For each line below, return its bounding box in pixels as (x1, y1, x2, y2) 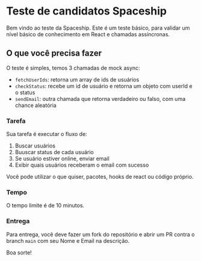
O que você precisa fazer (6, 48, 102, 59)
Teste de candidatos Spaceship (6, 4, 167, 18)
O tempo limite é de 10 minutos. (6, 202, 85, 209)
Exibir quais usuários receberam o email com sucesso (14, 161, 149, 169)
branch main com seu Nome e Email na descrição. (6, 237, 130, 244)
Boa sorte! (6, 249, 32, 256)
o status (14, 89, 36, 96)
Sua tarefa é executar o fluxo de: (6, 130, 87, 138)
